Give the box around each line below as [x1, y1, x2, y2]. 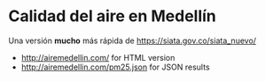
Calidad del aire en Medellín [8, 6, 216, 26]
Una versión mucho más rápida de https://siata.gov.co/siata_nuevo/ [8, 35, 257, 46]
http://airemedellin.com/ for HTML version [20, 52, 175, 63]
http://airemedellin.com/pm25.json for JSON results [20, 62, 210, 72]
